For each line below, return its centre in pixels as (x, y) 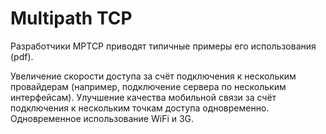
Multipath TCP (71, 18)
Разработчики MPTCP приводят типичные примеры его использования (163, 46)
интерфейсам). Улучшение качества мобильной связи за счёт (143, 97)
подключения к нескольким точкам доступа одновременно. (140, 108)
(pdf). (22, 56)
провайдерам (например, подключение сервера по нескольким (148, 86)
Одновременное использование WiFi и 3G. (102, 118)
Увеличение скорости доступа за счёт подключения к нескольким (153, 76)
